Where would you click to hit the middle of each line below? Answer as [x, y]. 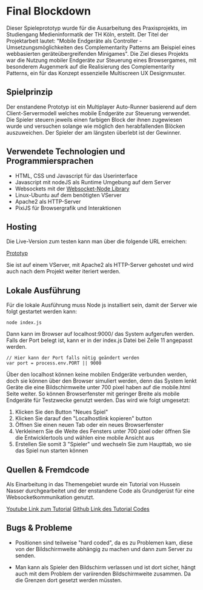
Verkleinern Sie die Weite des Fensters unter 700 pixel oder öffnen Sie [103, 431]
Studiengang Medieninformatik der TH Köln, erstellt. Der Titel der [87, 34]
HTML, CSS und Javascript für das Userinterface [76, 176]
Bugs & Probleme [39, 528]
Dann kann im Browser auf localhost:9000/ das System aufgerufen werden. [101, 334]
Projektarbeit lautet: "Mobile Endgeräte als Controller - [74, 41]
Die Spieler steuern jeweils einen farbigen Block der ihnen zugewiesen [94, 119]
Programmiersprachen [50, 161]
